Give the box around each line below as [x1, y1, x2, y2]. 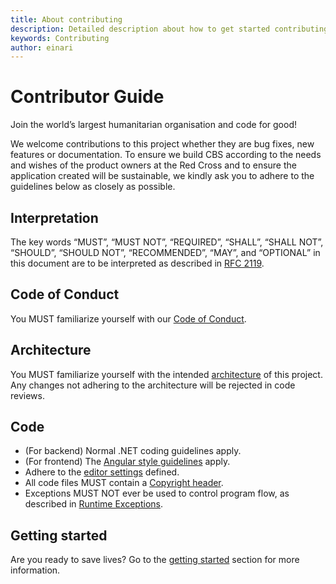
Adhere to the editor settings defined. [24, 466, 180, 478]
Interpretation [10, 209, 99, 226]
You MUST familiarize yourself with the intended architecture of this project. [10, 368, 323, 380]
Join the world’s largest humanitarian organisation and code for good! [10, 119, 297, 131]
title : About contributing [10, 14, 123, 25]
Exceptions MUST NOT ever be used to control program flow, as [24, 487, 290, 500]
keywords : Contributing [10, 33, 110, 43]
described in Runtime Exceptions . [24, 498, 164, 510]
